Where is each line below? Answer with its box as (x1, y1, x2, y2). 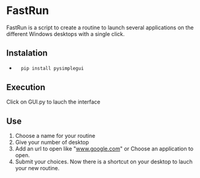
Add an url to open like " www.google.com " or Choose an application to (15, 145, 194, 152)
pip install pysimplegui (21, 65, 84, 71)
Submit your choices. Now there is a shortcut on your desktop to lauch (15, 158, 193, 165)
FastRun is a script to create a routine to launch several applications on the (6, 24, 194, 31)
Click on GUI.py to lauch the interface (6, 98, 101, 105)
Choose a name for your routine (15, 132, 96, 140)
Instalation (6, 48, 48, 59)
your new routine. (15, 165, 60, 172)
